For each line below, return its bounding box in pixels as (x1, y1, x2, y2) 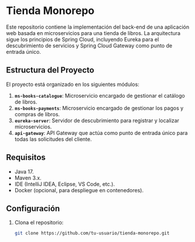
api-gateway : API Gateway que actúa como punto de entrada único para (14, 129, 188, 136)
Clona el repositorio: (14, 219, 64, 226)
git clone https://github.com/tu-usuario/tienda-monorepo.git (14, 230, 170, 236)
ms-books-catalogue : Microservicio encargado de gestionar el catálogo (14, 92, 186, 99)
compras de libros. (14, 110, 60, 117)
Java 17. (14, 168, 34, 175)
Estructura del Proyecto (6, 65, 95, 75)
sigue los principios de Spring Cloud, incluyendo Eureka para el (6, 36, 159, 43)
